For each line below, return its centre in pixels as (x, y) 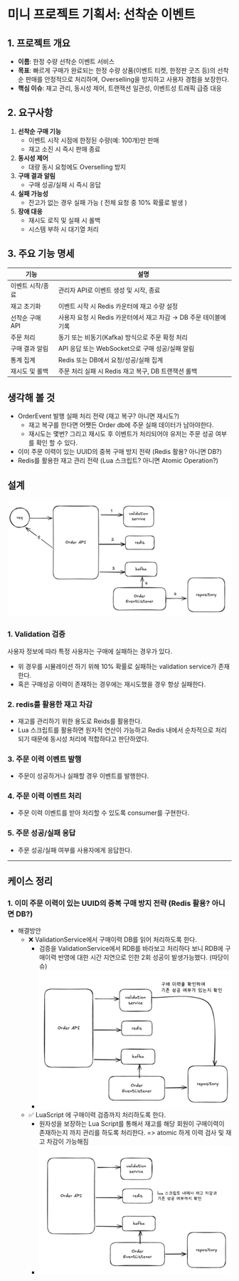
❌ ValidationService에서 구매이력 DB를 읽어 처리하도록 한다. (112, 939)
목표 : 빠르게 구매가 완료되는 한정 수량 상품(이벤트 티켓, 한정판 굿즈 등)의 (116, 70)
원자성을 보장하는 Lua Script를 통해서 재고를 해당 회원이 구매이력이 (132, 1123)
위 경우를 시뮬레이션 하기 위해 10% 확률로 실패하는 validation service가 (117, 666)
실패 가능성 (33, 194)
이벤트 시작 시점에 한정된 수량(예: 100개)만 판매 (94, 140)
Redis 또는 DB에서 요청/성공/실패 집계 (111, 359)
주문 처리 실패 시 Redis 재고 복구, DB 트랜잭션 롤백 (128, 371)
